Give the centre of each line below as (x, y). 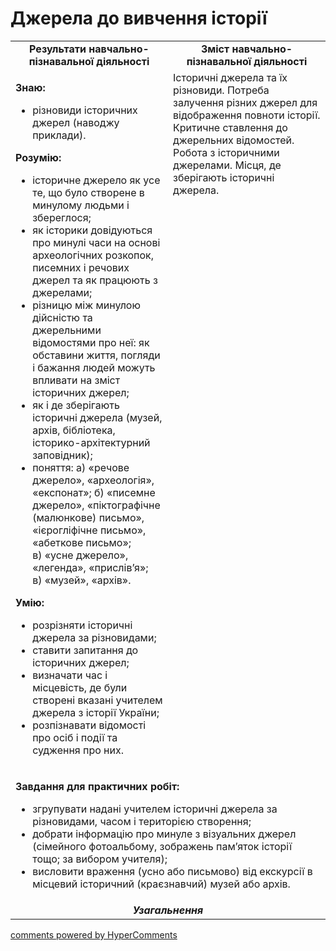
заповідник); (62, 455)
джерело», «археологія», (93, 480)
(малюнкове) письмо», (88, 517)
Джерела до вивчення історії (139, 18)
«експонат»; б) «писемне (94, 492)
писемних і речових (81, 267)
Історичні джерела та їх (230, 77)
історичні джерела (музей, (97, 417)
